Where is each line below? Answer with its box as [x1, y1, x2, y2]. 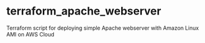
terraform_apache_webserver [6, 4, 162, 18]
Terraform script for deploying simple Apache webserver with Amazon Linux [6, 24, 199, 31]
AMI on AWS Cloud [6, 30, 55, 38]
